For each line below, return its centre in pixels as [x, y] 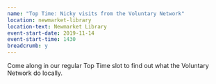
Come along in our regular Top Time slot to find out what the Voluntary [108, 66]
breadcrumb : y [28, 46]
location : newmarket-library [49, 20]
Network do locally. [35, 73]
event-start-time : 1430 [42, 40]
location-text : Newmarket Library [57, 26]
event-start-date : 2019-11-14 [51, 33]
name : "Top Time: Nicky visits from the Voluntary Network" [96, 14]
